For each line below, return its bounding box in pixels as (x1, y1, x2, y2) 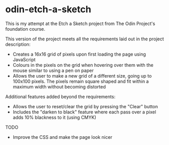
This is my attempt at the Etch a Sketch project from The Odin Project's (5, 20, 155, 27)
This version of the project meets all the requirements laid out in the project (5, 36, 164, 42)
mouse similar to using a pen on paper (12, 67, 94, 74)
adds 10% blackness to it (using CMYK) (12, 114, 96, 120)
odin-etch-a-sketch (5, 4, 91, 15)
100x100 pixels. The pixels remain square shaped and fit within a (12, 78, 149, 84)
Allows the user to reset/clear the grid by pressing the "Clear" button (12, 103, 158, 109)
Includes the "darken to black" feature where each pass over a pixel (12, 109, 156, 115)
